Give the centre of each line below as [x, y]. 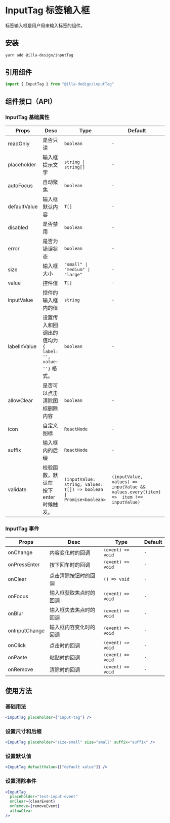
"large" [73, 274]
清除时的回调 [65, 670]
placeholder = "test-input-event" [44, 797]
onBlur [16, 613]
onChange [20, 552]
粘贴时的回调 [65, 658]
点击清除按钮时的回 [73, 576]
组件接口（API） [31, 101]
